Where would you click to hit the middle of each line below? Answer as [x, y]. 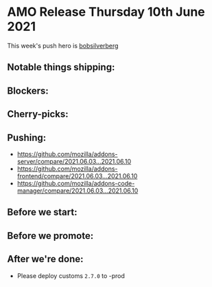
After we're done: [45, 259]
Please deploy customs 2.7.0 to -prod [71, 275]
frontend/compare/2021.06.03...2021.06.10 [77, 176]
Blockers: [28, 91]
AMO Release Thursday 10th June [106, 12]
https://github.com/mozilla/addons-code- [76, 183]
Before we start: [42, 212]
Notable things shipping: [61, 67]
